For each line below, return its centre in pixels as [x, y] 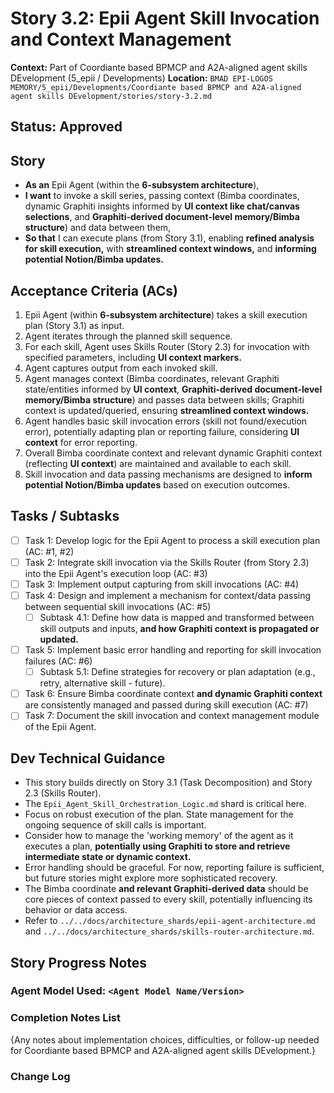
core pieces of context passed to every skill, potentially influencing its [168, 899]
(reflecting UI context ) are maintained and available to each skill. [158, 463]
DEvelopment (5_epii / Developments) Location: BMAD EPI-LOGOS [141, 78]
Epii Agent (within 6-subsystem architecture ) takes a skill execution [166, 314]
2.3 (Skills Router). [63, 793]
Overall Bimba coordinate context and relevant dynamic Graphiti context [173, 453]
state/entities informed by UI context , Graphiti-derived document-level [173, 389]
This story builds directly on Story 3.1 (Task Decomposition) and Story [168, 783]
